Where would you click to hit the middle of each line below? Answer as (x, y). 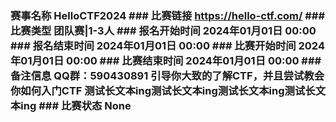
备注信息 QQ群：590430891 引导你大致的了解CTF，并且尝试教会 (167, 75)
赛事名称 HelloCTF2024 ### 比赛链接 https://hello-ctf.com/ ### (168, 15)
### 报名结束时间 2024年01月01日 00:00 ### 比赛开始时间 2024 (167, 45)
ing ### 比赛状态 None (76, 105)
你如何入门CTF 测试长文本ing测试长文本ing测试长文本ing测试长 (163, 90)
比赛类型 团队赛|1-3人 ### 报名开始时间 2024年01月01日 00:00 (163, 30)
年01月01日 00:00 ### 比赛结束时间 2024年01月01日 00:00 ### (166, 60)
